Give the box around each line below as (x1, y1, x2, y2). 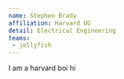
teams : (8, 34, 30, 42)
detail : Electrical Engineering (8, 26, 116, 34)
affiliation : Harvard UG (8, 19, 91, 27)
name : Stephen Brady (8, 11, 78, 20)
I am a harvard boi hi (8, 63, 76, 73)
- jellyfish (11, 41, 52, 49)
